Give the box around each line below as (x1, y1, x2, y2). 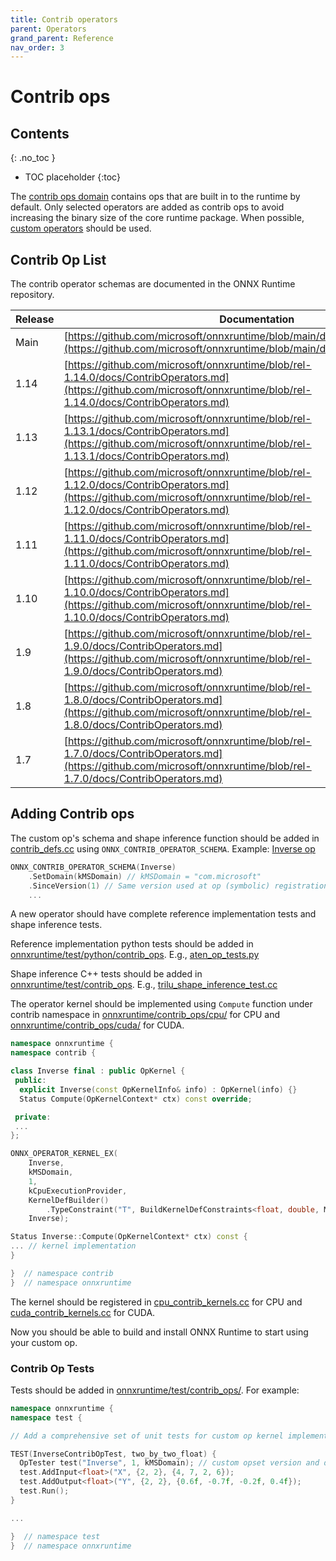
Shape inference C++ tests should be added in (10, 968, 203, 980)
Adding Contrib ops (10, 806, 135, 823)
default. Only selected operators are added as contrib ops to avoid (10, 201, 285, 213)
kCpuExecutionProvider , (28, 1186, 128, 1196)
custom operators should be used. (10, 222, 152, 235)
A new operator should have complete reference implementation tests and (10, 908, 317, 920)
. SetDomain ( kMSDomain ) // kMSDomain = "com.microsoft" (28, 871, 262, 881)
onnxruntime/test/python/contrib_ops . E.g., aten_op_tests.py (10, 949, 260, 961)
